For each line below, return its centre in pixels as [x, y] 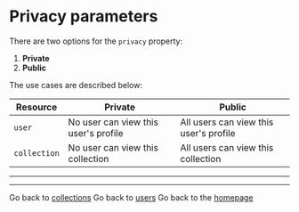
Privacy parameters [84, 16]
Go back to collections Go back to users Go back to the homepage [131, 197]
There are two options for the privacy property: [96, 41]
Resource [37, 107]
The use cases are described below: [76, 85]
